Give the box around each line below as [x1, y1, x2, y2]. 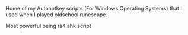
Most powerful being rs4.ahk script [5, 23, 91, 29]
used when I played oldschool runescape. [5, 11, 108, 18]
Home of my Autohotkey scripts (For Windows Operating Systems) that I [5, 5, 182, 12]
